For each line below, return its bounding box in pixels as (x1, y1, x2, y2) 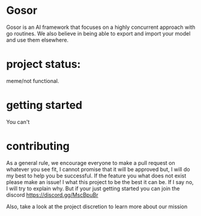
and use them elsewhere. (6, 36, 69, 43)
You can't (6, 118, 30, 125)
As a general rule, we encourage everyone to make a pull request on (6, 159, 175, 166)
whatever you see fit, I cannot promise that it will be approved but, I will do (6, 165, 190, 173)
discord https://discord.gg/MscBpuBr (6, 191, 98, 199)
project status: (6, 58, 81, 71)
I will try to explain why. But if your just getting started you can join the (6, 185, 180, 192)
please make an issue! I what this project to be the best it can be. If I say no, (6, 178, 194, 185)
